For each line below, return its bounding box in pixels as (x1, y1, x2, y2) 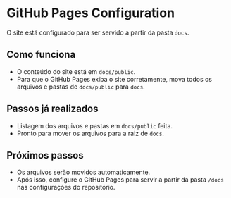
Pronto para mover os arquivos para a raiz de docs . (16, 129, 165, 137)
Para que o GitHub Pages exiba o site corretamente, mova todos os (16, 75, 213, 83)
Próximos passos (6, 149, 84, 161)
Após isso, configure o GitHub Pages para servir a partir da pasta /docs (16, 175, 225, 184)
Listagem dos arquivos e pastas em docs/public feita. (16, 121, 173, 130)
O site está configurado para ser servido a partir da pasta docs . (6, 28, 189, 37)
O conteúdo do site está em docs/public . (16, 67, 136, 75)
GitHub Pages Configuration (6, 5, 175, 21)
